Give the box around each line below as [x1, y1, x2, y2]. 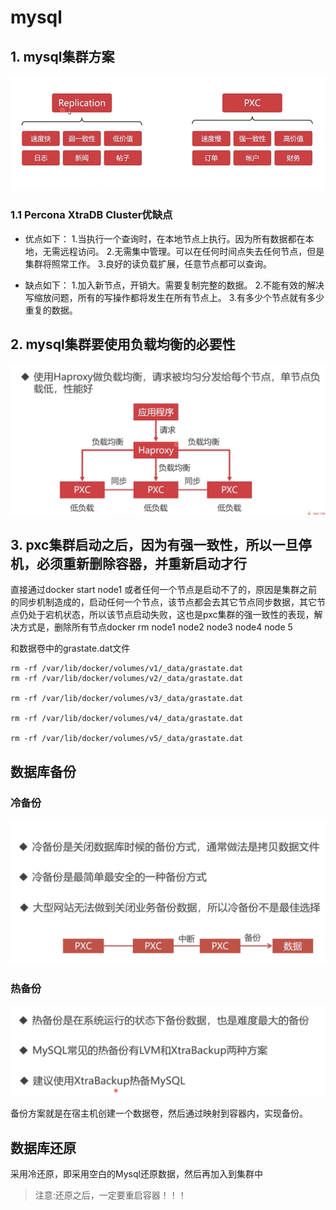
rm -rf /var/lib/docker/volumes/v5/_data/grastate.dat [10, 734, 244, 744]
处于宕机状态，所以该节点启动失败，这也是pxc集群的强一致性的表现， [27, 609, 315, 621]
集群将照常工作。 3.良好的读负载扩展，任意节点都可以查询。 [24, 257, 273, 270]
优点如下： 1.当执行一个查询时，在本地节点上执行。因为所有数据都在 [24, 232, 306, 245]
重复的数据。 [24, 304, 78, 316]
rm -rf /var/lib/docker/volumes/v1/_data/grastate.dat [10, 664, 244, 674]
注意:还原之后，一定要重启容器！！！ [34, 1189, 187, 1201]
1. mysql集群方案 [10, 48, 115, 65]
